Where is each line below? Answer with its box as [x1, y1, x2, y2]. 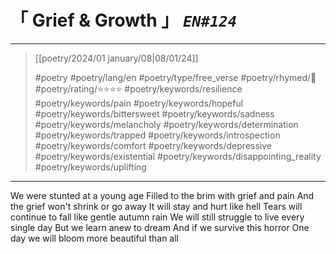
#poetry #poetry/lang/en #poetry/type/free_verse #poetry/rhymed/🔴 [34, 71, 317, 83]
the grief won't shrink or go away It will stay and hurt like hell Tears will [10, 200, 303, 212]
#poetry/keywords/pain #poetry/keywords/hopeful [34, 97, 244, 109]
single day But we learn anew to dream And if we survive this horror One [10, 221, 310, 233]
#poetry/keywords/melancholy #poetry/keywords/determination [34, 118, 299, 130]
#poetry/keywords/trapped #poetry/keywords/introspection [34, 129, 281, 141]
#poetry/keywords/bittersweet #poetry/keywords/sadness [34, 107, 275, 120]
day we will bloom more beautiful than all [10, 232, 179, 244]
